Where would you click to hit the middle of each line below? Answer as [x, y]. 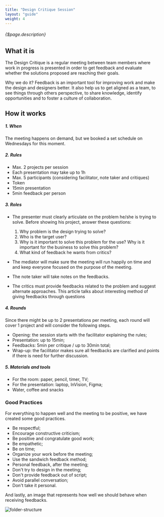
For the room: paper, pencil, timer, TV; [50, 379]
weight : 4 [15, 19]
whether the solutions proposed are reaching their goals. [62, 73]
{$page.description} [25, 34]
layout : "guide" [22, 14]
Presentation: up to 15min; [38, 340]
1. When [13, 126]
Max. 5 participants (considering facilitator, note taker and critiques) [81, 178]
